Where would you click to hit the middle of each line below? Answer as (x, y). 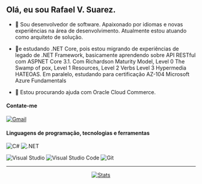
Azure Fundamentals (41, 80)
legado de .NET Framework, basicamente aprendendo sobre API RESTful (105, 55)
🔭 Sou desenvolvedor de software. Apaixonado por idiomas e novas (99, 24)
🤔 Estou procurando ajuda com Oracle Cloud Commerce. (85, 92)
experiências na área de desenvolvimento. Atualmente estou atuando (101, 31)
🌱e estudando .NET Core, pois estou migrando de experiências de (97, 49)
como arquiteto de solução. (49, 37)
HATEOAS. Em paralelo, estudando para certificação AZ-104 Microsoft (102, 74)
